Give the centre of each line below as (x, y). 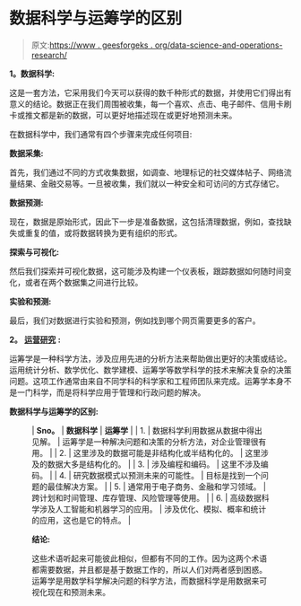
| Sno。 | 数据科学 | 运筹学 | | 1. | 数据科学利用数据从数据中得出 (147, 430)
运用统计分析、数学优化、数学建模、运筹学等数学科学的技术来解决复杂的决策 (150, 370)
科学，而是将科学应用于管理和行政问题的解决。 (119, 392)
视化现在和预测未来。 (71, 592)
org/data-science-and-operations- (219, 45)
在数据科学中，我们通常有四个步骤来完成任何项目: (101, 134)
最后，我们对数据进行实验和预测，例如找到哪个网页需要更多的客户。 (135, 321)
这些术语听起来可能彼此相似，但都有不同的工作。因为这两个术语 (149, 558)
